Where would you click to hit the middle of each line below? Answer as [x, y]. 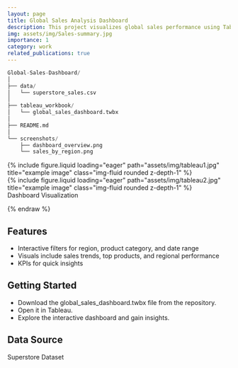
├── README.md [28, 125]
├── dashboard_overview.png [61, 145]
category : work [30, 47]
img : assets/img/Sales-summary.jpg [60, 34]
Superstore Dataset [36, 357]
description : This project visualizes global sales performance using [114, 27]
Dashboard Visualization [43, 195]
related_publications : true [49, 54]
